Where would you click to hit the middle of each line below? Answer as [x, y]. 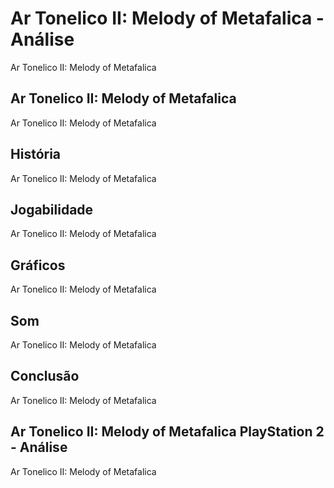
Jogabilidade [52, 209]
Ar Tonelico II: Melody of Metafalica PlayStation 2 [167, 432]
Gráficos [38, 265]
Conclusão [45, 376]
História [36, 154]
